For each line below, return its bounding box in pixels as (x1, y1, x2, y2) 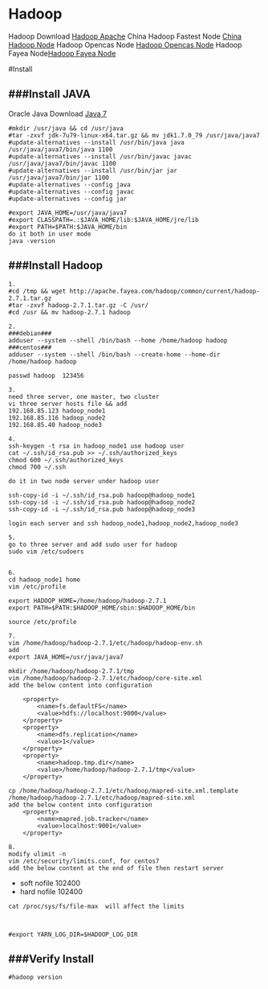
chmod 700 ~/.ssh (8, 463, 67, 471)
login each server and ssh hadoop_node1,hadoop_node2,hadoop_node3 (8, 519, 239, 527)
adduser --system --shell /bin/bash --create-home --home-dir (8, 351, 221, 359)
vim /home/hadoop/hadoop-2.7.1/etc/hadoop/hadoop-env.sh (8, 638, 203, 647)
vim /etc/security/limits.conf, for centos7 (8, 857, 160, 865)
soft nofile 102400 (19, 878, 81, 888)
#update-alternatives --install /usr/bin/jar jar (8, 166, 178, 174)
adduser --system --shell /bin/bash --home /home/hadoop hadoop (8, 336, 228, 344)
